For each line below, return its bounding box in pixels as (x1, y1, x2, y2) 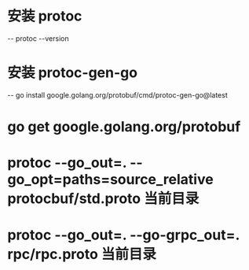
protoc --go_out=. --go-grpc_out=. (7, 226, 240, 244)
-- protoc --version (7, 33, 69, 43)
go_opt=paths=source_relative (7, 171, 214, 189)
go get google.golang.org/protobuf (7, 118, 241, 136)
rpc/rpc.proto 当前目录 (7, 246, 157, 264)
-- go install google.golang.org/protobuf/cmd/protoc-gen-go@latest (7, 90, 229, 99)
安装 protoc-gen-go (7, 64, 138, 82)
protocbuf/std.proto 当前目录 (7, 190, 200, 208)
